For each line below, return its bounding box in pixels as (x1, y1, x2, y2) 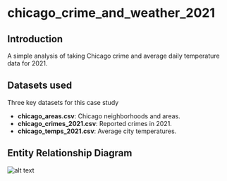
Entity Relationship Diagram (7, 147, 133, 159)
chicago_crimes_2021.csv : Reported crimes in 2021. (17, 119, 173, 127)
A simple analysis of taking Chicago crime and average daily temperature (7, 51, 220, 60)
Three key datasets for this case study (7, 98, 119, 106)
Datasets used (7, 80, 73, 92)
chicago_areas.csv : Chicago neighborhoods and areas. (17, 111, 181, 120)
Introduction (7, 33, 63, 45)
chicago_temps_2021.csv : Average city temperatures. (17, 127, 177, 135)
